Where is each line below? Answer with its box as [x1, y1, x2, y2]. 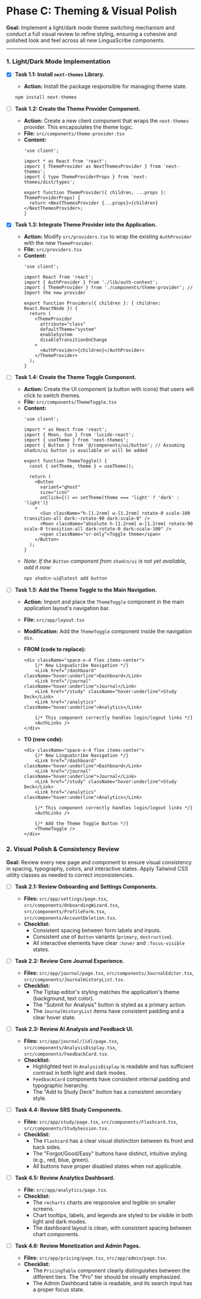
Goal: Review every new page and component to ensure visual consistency [6, 858, 192, 865]
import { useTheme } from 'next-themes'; [23, 437, 129, 443]
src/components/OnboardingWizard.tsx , [23, 901, 120, 908]
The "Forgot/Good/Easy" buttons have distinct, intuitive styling [32, 1149, 187, 1157]
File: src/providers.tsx [23, 246, 83, 253]
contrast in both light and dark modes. [32, 1069, 127, 1076]
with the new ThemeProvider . [23, 239, 94, 246]
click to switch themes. [23, 392, 81, 399]
